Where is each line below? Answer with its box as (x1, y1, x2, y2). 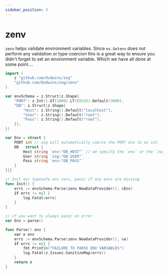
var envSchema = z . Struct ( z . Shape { (5, 94, 79, 99)
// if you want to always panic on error (5, 214, 93, 219)
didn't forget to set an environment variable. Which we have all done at (5, 56, 151, 62)
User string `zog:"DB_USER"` (23, 154, 84, 159)
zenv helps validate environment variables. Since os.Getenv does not (5, 45, 146, 51)
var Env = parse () (5, 218, 43, 224)
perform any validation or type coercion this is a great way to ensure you (5, 50, 155, 56)
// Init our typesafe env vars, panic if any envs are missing (5, 177, 140, 182)
